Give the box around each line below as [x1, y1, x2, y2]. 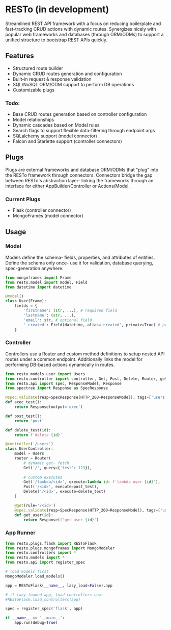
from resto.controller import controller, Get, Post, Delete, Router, [5, 376, 158, 381]
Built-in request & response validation [12, 76, 92, 82]
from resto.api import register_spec [5, 560, 85, 565]
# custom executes [23, 475, 63, 480]
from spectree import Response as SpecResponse [5, 385, 108, 391]
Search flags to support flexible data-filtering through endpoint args [12, 128, 155, 134]
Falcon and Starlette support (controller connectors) [12, 138, 122, 144]
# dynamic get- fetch [23, 461, 70, 466]
